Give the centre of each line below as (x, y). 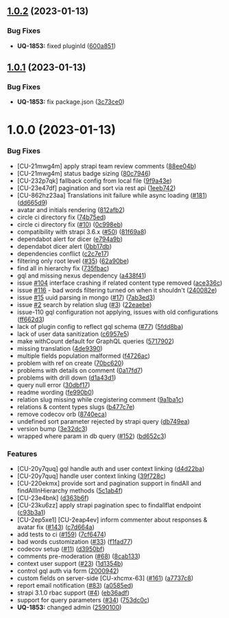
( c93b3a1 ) (31, 513)
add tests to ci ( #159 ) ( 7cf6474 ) (61, 534)
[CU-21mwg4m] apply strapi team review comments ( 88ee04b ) (107, 166)
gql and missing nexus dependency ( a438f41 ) (82, 275)
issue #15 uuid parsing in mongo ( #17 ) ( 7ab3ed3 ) (86, 297)
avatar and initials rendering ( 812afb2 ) (71, 209)
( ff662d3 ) (31, 319)
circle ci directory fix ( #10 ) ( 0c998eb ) (70, 224)
